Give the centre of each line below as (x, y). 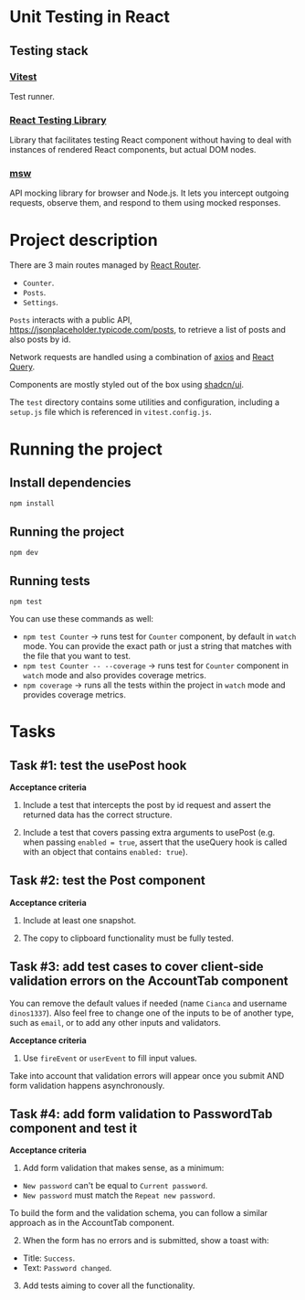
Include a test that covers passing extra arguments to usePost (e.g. (149, 833)
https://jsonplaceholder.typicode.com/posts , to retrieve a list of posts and (147, 330)
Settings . (41, 303)
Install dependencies (70, 482)
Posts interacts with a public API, (71, 320)
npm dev (24, 553)
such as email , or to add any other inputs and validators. (115, 1022)
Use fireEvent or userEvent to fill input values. (110, 1058)
